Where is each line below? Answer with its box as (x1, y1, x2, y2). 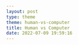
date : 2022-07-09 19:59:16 (6, 30, 73, 36)
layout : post (6, 8, 38, 15)
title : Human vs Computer (6, 25, 70, 31)
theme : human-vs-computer (6, 19, 70, 25)
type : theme (6, 14, 35, 20)
